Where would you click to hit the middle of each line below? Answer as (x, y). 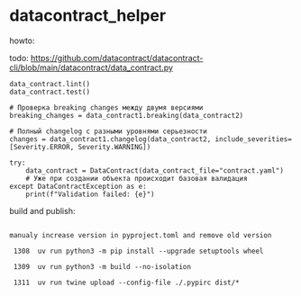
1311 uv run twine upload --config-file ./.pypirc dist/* (127, 283)
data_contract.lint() (50, 84)
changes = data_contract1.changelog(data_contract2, (110, 139)
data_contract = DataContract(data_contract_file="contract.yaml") (155, 170)
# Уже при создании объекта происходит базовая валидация (137, 178)
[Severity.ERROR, (42, 147)
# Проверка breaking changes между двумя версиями (106, 108)
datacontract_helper (88, 16)
